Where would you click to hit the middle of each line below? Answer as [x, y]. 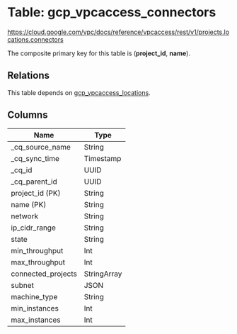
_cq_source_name [41, 147]
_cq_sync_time [35, 158]
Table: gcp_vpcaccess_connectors [112, 12]
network [25, 216]
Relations [29, 76]
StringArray [103, 274]
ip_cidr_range [34, 228]
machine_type [34, 296]
